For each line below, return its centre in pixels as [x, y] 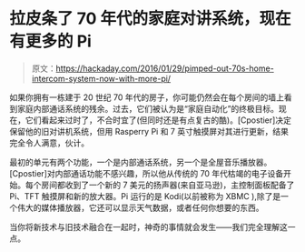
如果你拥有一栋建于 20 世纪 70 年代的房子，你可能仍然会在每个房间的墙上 [147, 97]
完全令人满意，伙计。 [49, 143]
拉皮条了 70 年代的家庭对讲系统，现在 [150, 19]
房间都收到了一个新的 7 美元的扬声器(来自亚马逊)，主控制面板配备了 [167, 185]
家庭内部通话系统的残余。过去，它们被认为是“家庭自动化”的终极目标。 [148, 108]
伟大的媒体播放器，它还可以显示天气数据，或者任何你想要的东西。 [140, 207]
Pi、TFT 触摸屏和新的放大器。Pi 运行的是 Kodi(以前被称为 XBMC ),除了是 [145, 196]
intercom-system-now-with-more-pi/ [101, 78]
